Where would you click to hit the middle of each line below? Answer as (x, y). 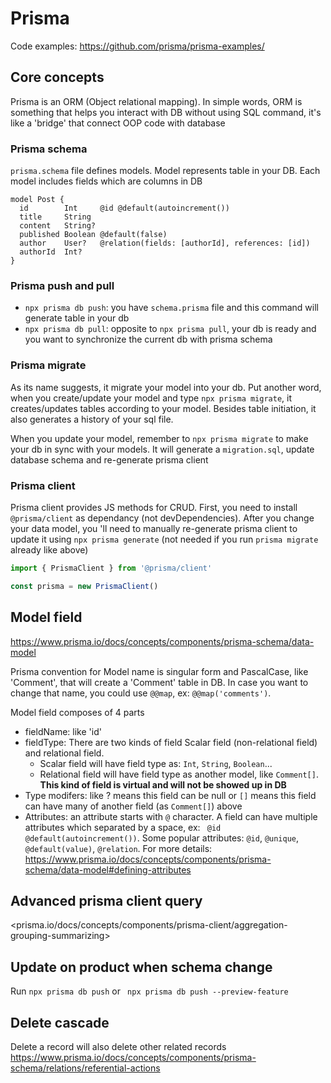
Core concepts (57, 77)
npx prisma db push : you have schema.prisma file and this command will (171, 308)
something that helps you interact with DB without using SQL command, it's (166, 112)
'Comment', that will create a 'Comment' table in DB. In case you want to (159, 682)
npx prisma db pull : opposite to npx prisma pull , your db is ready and (170, 329)
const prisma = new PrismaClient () (84, 586)
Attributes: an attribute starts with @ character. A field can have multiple (171, 816)
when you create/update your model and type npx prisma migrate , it (151, 398)
